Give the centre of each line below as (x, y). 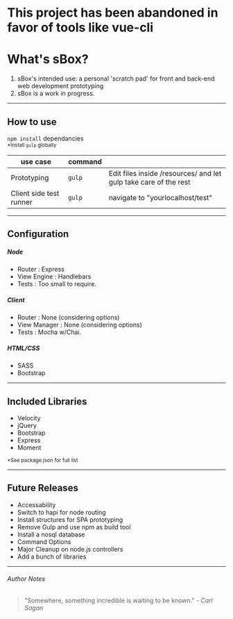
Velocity (29, 418)
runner (21, 201)
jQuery (27, 426)
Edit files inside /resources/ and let (165, 173)
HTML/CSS (24, 348)
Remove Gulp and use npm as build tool (74, 527)
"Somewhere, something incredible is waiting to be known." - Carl (118, 601)
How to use (32, 122)
